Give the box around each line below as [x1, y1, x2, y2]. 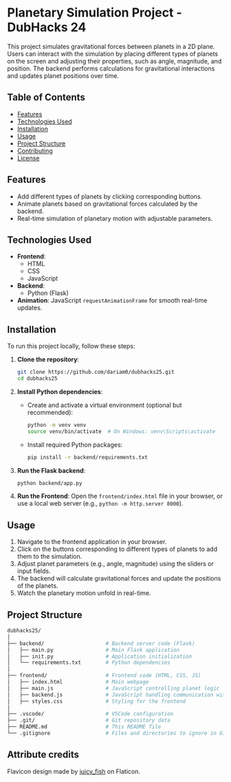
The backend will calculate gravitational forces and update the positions [16, 574, 221, 583]
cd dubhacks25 [16, 375, 58, 382]
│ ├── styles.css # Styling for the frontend [7, 698, 186, 705]
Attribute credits [7, 749, 80, 761]
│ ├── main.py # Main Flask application [7, 646, 180, 653]
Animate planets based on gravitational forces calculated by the [16, 199, 198, 208]
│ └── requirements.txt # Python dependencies [7, 659, 170, 666]
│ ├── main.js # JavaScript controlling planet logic [7, 685, 220, 692]
